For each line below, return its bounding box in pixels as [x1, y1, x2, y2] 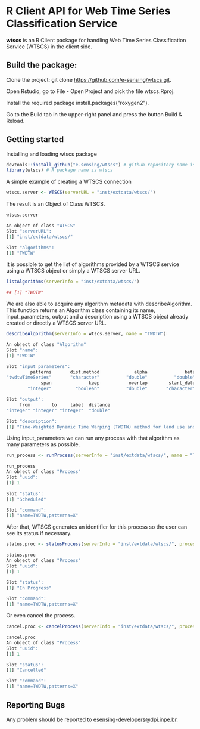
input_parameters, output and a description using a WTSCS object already [6, 313, 189, 320]
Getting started [6, 134, 64, 144]
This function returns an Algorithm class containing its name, [6, 307, 156, 314]
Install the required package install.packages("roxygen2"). [6, 99, 149, 106]
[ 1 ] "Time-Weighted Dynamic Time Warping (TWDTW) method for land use [6, 424, 185, 430]
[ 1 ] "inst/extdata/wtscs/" [6, 234, 73, 240]
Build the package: [6, 60, 77, 70]
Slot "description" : [6, 418, 58, 424]
